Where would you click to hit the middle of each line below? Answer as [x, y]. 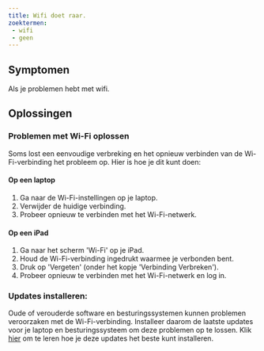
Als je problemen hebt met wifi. [59, 89]
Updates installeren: [48, 296]
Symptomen [39, 69]
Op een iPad [28, 233]
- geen [23, 38]
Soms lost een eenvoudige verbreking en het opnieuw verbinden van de [126, 153]
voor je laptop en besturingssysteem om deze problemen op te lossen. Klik [130, 330]
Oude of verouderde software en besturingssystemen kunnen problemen [127, 313]
